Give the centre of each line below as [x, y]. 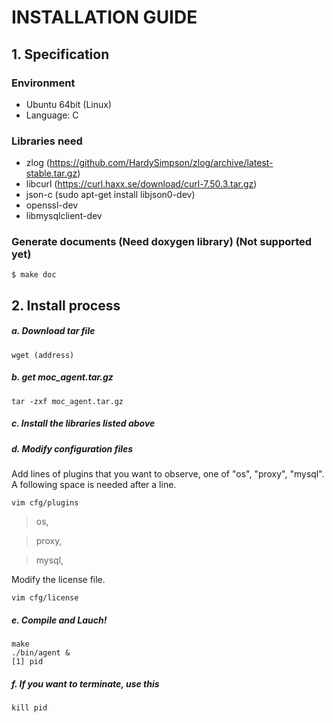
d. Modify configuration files [72, 448]
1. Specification [60, 54]
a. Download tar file [53, 331]
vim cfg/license [45, 598]
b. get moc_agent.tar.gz [62, 377]
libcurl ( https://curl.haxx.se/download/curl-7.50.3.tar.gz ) [141, 184]
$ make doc [34, 275]
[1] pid [27, 662]
